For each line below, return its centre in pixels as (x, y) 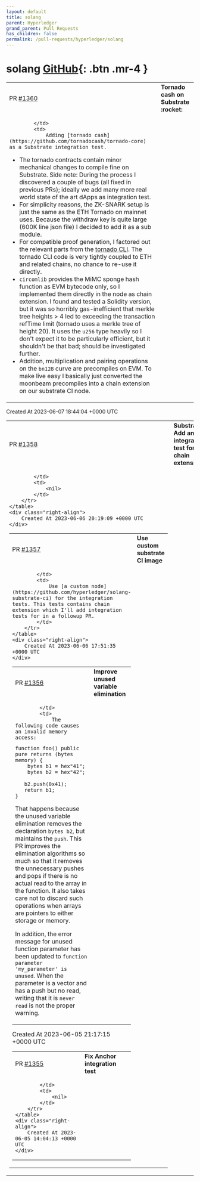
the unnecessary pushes (50, 868)
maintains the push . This (49, 838)
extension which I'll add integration (67, 610)
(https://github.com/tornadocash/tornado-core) (78, 141)
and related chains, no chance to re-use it (78, 264)
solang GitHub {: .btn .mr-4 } (77, 69)
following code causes (47, 725)
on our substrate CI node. (55, 391)
